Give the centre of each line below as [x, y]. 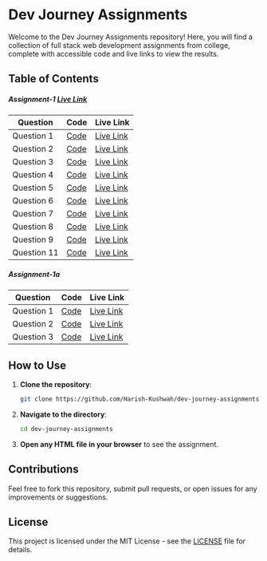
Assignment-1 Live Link [48, 99]
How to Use [37, 365]
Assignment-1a [34, 274]
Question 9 [33, 239]
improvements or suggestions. [58, 497]
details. [20, 550]
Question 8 [33, 227]
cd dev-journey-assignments [66, 429]
